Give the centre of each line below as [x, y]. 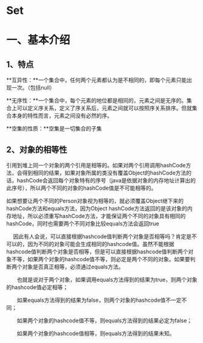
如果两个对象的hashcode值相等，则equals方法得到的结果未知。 [96, 333]
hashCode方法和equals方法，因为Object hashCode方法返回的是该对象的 [97, 208]
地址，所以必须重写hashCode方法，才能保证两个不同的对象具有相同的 [98, 216]
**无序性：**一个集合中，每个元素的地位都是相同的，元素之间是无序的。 [97, 101]
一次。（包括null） [33, 88]
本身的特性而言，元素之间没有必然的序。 [62, 116]
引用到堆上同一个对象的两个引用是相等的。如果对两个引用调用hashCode [96, 165]
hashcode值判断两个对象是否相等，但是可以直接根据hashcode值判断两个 [97, 251]
